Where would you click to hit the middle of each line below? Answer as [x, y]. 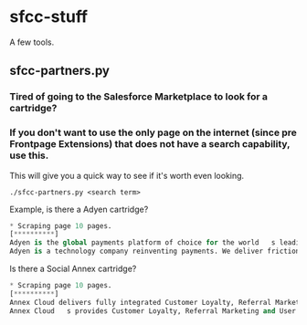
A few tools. [32, 42]
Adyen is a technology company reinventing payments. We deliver [136, 252]
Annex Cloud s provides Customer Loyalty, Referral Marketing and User [153, 311]
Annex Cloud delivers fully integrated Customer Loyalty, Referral [141, 302]
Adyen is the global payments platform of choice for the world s [143, 243]
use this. [29, 155]
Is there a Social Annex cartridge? [73, 269]
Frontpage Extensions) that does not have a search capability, [150, 144]
